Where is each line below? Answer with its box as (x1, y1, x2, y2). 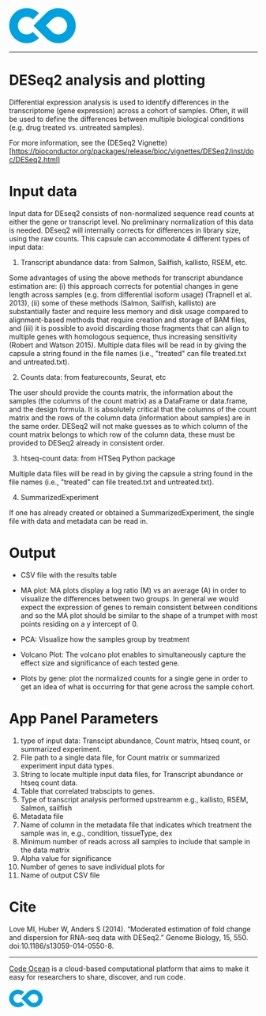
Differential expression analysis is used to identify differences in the (9, 97, 230, 107)
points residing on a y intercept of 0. (20, 619, 139, 628)
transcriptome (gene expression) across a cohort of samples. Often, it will (9, 105, 249, 115)
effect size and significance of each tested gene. (20, 658, 180, 668)
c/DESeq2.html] (9, 154, 61, 164)
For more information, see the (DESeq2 (9, 138, 137, 147)
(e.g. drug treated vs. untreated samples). (9, 123, 145, 132)
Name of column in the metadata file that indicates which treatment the (20, 820, 252, 829)
